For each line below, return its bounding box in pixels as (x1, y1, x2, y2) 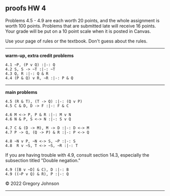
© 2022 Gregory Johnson (5, 180, 60, 186)
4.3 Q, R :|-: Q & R (5, 71, 49, 76)
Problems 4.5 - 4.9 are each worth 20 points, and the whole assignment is (5, 17, 160, 23)
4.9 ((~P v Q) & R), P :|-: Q (5, 171, 69, 176)
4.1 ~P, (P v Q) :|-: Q (5, 62, 56, 67)
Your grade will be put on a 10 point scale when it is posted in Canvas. (5, 28, 151, 34)
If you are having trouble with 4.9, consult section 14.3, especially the (5, 152, 149, 158)
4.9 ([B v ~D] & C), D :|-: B (5, 167, 69, 172)
